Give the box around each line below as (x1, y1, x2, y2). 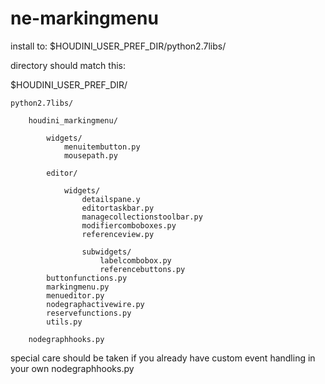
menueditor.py (46, 290, 105, 301)
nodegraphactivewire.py (46, 299, 145, 309)
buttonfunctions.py (46, 273, 128, 283)
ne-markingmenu (10, 7, 159, 30)
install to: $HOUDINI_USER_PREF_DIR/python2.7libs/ (10, 40, 227, 52)
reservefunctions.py (46, 308, 132, 318)
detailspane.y (81, 194, 141, 204)
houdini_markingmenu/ (28, 115, 118, 126)
